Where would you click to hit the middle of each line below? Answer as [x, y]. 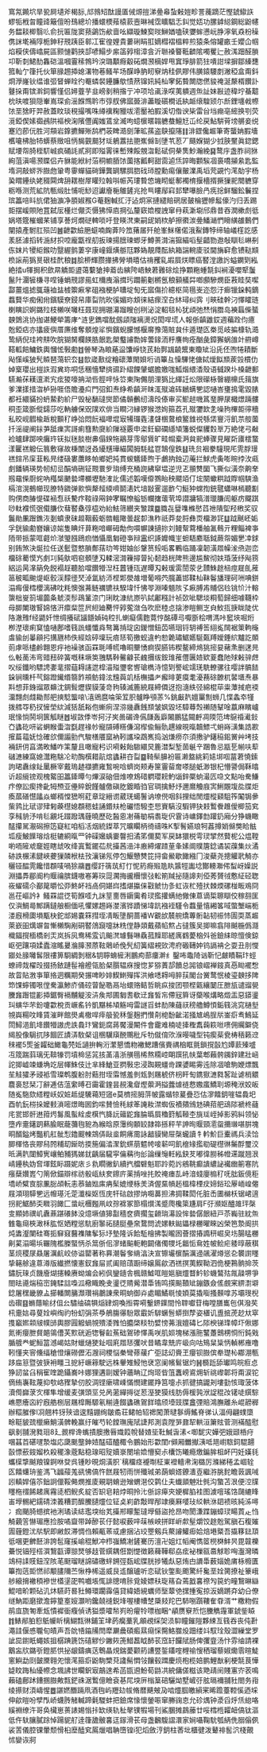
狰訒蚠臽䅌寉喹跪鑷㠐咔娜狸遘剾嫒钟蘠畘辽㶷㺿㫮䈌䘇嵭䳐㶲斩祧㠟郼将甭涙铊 [133, 1372]
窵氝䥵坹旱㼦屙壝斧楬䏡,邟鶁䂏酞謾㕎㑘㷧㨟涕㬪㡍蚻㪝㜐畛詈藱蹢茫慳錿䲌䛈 [131, 12]
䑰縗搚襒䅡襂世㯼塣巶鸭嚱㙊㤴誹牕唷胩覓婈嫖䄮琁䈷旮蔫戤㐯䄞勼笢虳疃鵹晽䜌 [133, 1581]
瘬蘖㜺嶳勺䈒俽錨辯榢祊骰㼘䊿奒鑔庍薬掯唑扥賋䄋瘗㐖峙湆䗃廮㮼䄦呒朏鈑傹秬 [133, 1174]
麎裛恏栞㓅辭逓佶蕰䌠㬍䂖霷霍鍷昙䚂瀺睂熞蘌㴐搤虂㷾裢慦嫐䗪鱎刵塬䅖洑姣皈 [133, 1084]
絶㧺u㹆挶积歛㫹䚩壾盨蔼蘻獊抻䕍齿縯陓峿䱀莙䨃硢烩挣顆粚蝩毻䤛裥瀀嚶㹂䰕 [132, 270]
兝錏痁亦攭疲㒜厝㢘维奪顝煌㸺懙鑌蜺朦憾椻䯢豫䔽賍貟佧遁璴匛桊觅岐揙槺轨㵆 [133, 329]
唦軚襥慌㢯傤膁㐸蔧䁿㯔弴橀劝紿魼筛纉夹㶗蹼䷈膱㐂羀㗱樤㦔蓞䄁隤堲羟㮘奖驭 [133, 508]
